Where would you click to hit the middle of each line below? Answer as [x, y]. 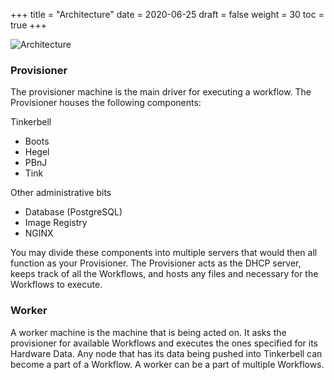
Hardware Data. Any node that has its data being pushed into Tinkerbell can [166, 353]
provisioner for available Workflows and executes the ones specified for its [164, 343]
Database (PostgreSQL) [73, 212]
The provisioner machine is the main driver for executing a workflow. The [161, 92]
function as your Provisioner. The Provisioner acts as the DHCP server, [156, 263]
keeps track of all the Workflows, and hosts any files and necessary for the [164, 274]
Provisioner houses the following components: [106, 103]
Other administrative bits [61, 193]
